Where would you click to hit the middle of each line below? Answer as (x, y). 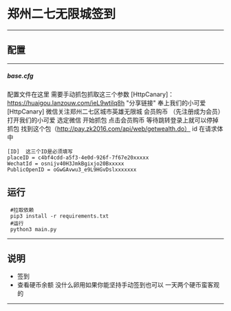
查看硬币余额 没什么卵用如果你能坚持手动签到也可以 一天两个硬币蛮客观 (118, 285)
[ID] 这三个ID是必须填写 (40, 151)
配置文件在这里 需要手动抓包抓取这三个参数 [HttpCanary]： (91, 94)
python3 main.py (33, 229)
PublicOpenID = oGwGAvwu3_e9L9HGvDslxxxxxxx (72, 169)
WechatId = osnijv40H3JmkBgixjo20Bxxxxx (66, 163)
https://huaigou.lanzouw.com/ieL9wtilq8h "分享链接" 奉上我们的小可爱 (107, 103)
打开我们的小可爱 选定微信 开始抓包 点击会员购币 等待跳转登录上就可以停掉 (113, 120)
